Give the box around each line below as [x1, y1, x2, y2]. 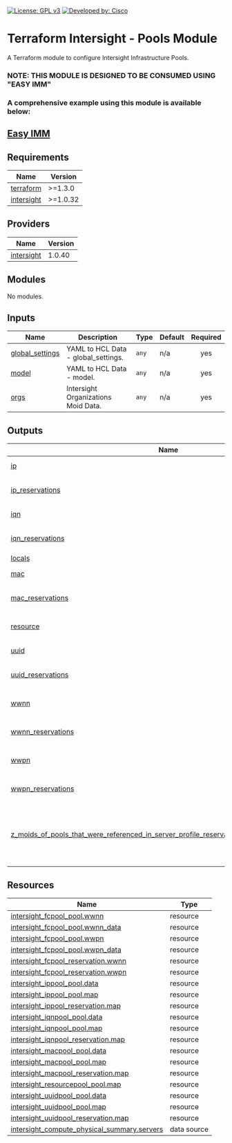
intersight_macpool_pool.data [10, 1046, 107, 1056]
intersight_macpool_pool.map [10, 1057, 107, 1067]
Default [159, 332, 185, 342]
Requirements [7, 151, 69, 163]
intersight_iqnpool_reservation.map [10, 1035, 126, 1044]
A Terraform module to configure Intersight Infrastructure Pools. [7, 53, 189, 61]
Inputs [7, 312, 36, 324]
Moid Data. [66, 401, 102, 411]
